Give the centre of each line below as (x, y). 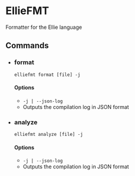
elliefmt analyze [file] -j (48, 135)
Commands (27, 46)
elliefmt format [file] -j (47, 75)
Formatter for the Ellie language (44, 27)
